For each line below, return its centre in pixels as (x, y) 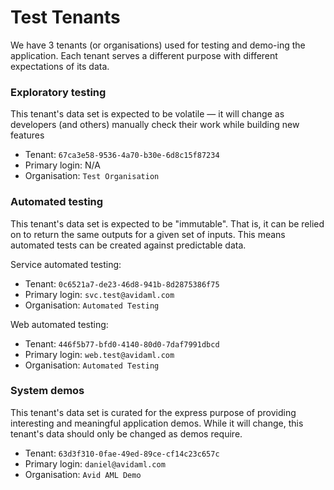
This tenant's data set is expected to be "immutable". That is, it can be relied (167, 223)
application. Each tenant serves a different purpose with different (144, 55)
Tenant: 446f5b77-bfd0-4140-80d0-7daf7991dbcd (122, 343)
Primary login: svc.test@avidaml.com (99, 294)
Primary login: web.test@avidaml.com (99, 354)
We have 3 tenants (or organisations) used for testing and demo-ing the (158, 45)
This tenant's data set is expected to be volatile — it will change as (147, 114)
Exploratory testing (58, 92)
